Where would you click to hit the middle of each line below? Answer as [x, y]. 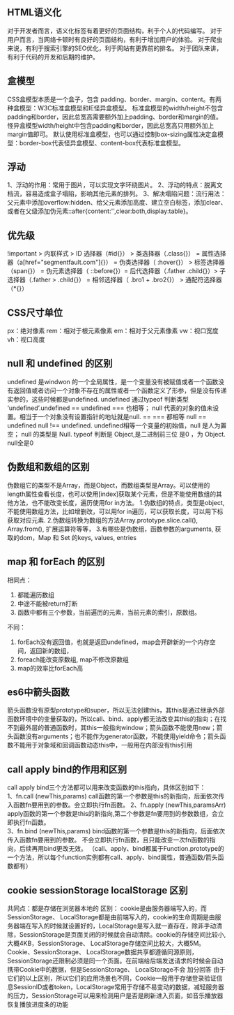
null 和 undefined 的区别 [60, 364]
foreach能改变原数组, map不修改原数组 [73, 659]
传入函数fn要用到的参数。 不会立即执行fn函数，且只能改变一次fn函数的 [109, 840]
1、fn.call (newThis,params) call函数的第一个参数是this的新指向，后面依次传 [116, 796]
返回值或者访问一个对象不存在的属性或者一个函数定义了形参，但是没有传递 [120, 390]
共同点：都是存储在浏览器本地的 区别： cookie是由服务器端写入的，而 [107, 908]
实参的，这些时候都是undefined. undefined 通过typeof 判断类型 [98, 399]
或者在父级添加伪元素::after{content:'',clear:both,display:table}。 [100, 211]
